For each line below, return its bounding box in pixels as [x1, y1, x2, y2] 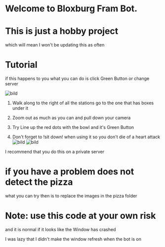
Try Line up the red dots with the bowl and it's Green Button [12, 124, 134, 130]
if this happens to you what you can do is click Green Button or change [5, 76, 150, 82]
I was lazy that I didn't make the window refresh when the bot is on [5, 236, 142, 242]
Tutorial [5, 59, 38, 71]
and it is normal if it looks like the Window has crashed [5, 226, 116, 232]
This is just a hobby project [5, 26, 119, 37]
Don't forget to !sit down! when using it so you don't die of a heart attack [12, 134, 161, 140]
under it [12, 105, 29, 111]
